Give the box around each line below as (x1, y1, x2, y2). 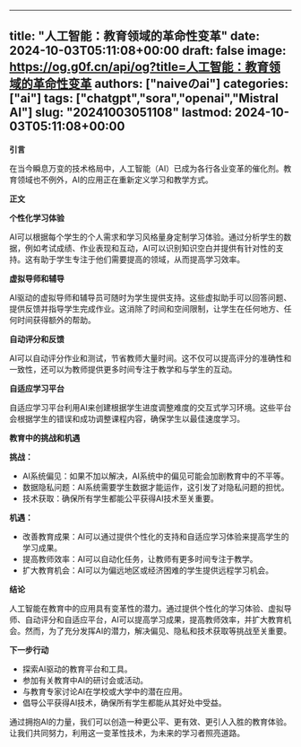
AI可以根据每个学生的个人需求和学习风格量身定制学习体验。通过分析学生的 (9, 231, 284, 242)
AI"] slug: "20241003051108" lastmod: (9, 105, 233, 120)
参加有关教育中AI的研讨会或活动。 (21, 674, 149, 685)
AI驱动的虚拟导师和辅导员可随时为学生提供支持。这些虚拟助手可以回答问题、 (9, 292, 292, 303)
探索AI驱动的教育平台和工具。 (21, 664, 133, 674)
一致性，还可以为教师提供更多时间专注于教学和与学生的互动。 (9, 364, 237, 374)
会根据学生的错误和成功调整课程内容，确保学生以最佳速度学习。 (9, 413, 245, 424)
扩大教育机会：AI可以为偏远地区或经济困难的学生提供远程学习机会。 (21, 565, 274, 576)
